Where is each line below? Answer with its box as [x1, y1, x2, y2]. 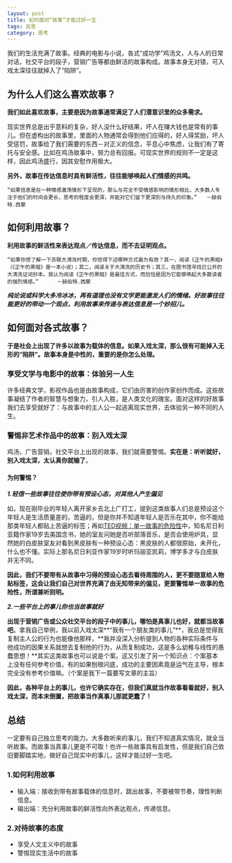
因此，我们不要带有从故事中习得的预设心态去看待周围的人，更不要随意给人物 [7, 571, 224, 579]
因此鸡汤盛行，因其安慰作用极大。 [19, 157, 116, 165]
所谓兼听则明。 [25, 588, 67, 596]
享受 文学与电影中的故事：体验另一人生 [7, 369, 134, 379]
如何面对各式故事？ [7, 322, 89, 334]
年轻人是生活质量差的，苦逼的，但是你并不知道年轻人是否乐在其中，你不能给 [7, 513, 224, 521]
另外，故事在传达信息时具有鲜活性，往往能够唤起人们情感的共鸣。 [7, 171, 194, 180]
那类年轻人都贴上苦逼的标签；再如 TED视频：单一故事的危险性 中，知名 [7, 521, 207, 530]
